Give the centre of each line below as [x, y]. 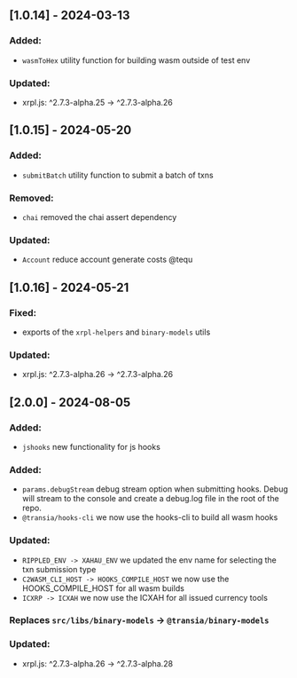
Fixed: [23, 312]
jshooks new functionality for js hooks [91, 446]
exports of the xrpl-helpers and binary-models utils [116, 332]
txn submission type [59, 569]
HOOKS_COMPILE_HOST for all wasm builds [103, 588]
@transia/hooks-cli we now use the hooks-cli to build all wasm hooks [150, 517]
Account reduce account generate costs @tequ [107, 260]
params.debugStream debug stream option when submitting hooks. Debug [155, 489]
